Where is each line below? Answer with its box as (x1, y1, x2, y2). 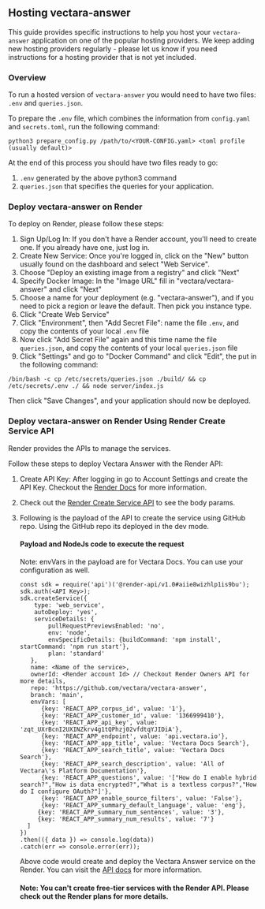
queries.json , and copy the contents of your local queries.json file (19, 343, 238, 353)
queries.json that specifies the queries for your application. (19, 181, 215, 192)
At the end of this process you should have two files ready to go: (8, 158, 218, 168)
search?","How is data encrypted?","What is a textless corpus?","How (19, 780, 257, 788)
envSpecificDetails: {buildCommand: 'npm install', (48, 635, 222, 643)
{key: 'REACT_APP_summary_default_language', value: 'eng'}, (40, 801, 246, 809)
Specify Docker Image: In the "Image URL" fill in (19, 276, 175, 286)
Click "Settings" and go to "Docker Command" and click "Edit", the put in (19, 352, 257, 361)
